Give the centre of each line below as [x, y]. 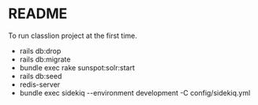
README [38, 14]
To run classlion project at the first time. [73, 36]
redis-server [40, 84]
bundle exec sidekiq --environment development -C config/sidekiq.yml [135, 92]
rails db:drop [40, 51]
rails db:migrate [45, 59]
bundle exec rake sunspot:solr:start [77, 67]
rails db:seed [41, 76]
